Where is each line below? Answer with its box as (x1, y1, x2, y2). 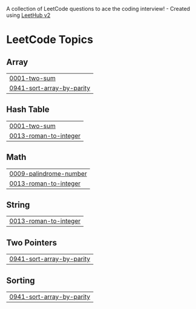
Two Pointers (6, 238, 57, 248)
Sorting (6, 275, 35, 285)
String (6, 200, 30, 210)
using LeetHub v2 (6, 12, 51, 19)
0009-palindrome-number (9, 169, 87, 178)
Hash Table (6, 104, 50, 115)
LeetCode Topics (6, 33, 94, 47)
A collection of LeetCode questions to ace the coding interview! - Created (6, 5, 191, 12)
